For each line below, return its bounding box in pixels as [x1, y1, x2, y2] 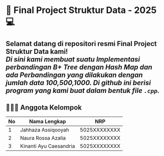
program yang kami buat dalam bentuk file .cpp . [6, 86, 160, 94]
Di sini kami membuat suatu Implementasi [6, 55, 140, 63]
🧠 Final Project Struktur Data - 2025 [6, 4, 157, 16]
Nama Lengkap [29, 118, 66, 125]
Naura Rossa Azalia [20, 134, 66, 141]
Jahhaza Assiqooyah [20, 126, 69, 133]
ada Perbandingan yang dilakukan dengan [6, 70, 143, 79]
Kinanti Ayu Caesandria [20, 142, 75, 149]
